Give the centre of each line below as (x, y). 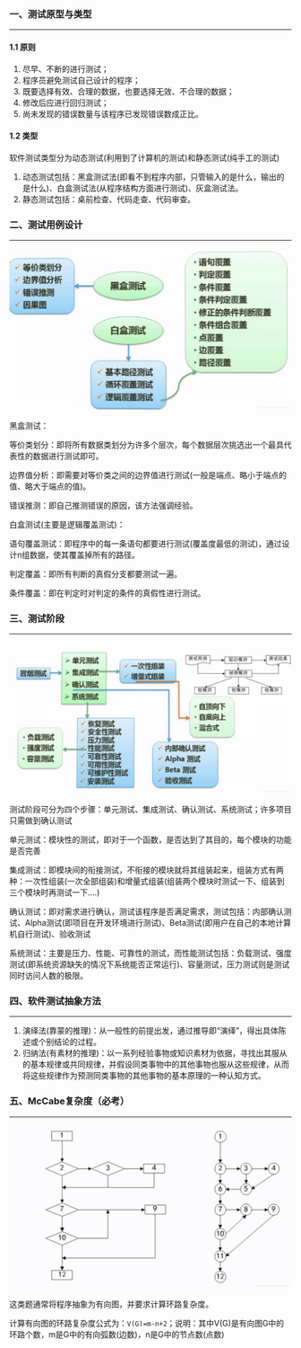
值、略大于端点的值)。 (50, 486)
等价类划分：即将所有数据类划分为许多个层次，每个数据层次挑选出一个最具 (146, 444)
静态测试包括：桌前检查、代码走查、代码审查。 (108, 199)
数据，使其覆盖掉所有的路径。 (85, 554)
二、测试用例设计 (46, 225)
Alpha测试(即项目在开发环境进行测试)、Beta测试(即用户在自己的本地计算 (158, 922)
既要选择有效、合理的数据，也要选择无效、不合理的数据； (128, 91)
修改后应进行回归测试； (65, 102)
